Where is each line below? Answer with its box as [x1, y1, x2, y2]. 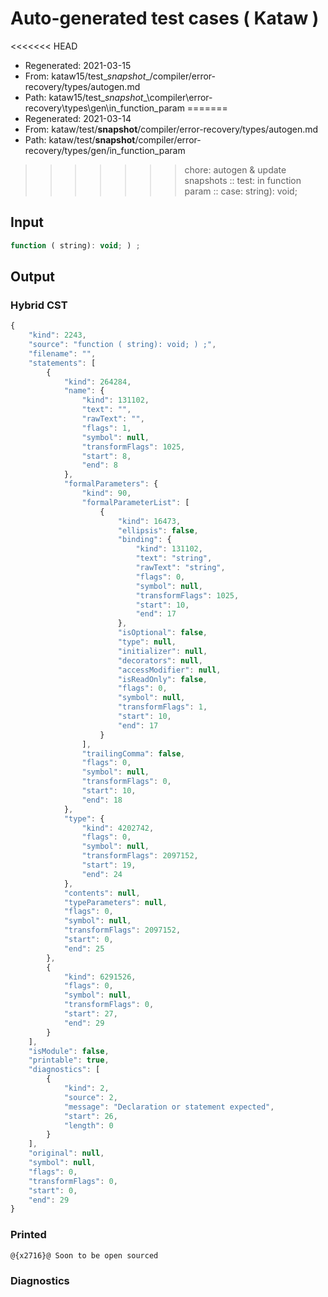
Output [10, 268, 55, 286]
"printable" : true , [28, 1055, 110, 1066]
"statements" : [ [28, 358, 97, 368]
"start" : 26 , [63, 1111, 118, 1121]
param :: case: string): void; [184, 185, 298, 197]
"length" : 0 [63, 1120, 114, 1131]
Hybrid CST [10, 298, 68, 312]
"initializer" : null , [117, 646, 208, 656]
